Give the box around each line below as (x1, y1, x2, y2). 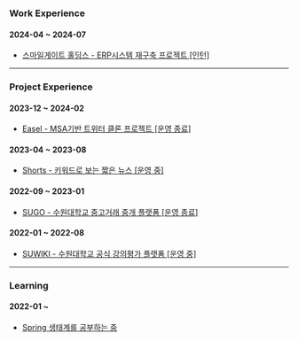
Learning (9, 279, 49, 291)
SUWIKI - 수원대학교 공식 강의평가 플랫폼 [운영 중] (21, 248, 197, 259)
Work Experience (9, 7, 86, 19)
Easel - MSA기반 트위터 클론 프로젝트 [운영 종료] (21, 123, 192, 135)
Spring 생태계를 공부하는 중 (21, 322, 118, 332)
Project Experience (9, 81, 93, 93)
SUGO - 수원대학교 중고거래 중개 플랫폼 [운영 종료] (21, 206, 199, 217)
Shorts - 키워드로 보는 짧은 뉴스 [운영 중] (21, 165, 164, 175)
